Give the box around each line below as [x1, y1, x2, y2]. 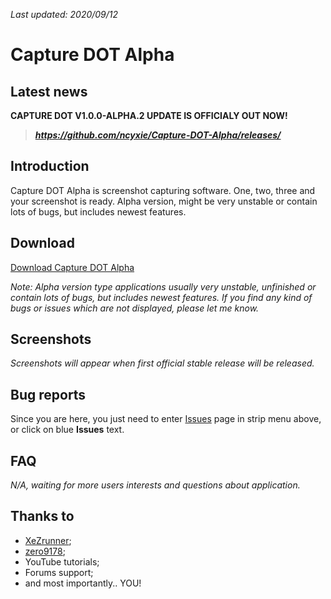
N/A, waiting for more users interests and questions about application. [10, 479, 301, 491]
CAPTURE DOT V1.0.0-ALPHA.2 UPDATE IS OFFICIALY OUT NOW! [10, 110, 288, 121]
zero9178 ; [24, 545, 66, 557]
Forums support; [24, 566, 94, 578]
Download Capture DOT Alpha [10, 261, 135, 273]
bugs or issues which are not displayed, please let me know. [10, 302, 260, 314]
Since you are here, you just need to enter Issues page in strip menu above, [10, 413, 322, 425]
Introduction [10, 158, 90, 175]
